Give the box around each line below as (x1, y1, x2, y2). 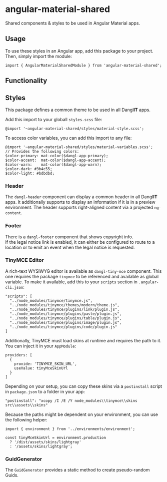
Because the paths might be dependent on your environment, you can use (5, 411, 158, 417)
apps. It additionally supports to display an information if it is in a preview (5, 199, 156, 205)
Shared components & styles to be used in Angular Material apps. (5, 20, 140, 26)
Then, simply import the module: (5, 53, 72, 59)
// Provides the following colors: (5, 149, 79, 154)
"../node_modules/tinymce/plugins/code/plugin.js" (9, 324, 117, 329)
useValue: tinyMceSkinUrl (14, 365, 68, 371)
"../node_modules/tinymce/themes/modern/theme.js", (9, 302, 120, 307)
